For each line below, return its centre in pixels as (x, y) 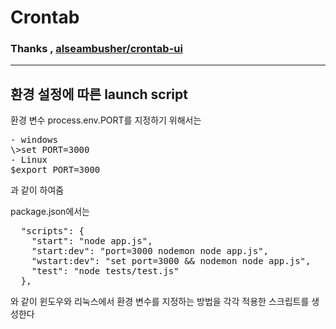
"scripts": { (52, 231)
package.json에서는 (50, 212)
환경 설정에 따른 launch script (99, 94)
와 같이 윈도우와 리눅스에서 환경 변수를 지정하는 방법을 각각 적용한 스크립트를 (160, 302)
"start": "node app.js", (92, 241)
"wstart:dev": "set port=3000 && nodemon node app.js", (171, 261)
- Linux (29, 160)
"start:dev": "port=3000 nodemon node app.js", (150, 251)
